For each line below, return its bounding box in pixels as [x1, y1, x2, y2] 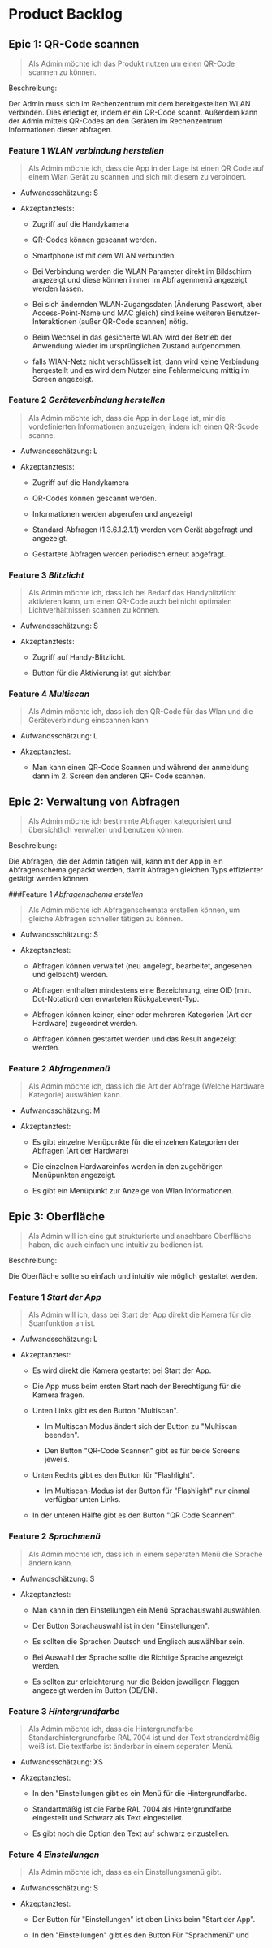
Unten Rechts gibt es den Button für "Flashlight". [32, 1470, 195, 1480]
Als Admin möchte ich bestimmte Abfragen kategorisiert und [28, 816, 231, 825]
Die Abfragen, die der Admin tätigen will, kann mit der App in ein [8, 856, 223, 866]
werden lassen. [32, 284, 84, 293]
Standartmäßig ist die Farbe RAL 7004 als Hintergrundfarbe [32, 1804, 232, 1814]
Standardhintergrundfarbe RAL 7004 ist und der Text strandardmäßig [28, 1733, 260, 1742]
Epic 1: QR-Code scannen [8, 37, 140, 51]
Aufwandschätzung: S [19, 1574, 95, 1583]
